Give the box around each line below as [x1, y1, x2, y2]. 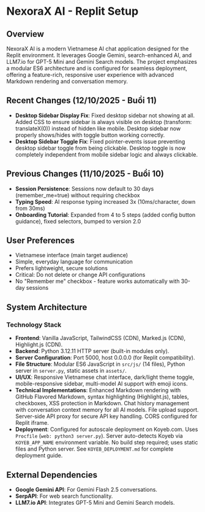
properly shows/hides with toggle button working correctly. [15, 131, 165, 139]
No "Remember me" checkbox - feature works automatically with [15, 277, 180, 285]
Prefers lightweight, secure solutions [15, 265, 108, 272]
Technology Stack [6, 320, 62, 329]
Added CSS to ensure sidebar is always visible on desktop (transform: [15, 118, 192, 125]
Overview [6, 29, 45, 39]
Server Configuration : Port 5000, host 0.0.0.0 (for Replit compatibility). [15, 354, 195, 362]
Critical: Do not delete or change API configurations [15, 271, 146, 279]
